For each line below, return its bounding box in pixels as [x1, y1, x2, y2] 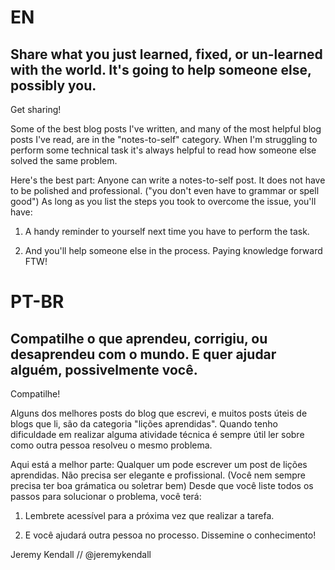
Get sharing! [10, 104, 62, 115]
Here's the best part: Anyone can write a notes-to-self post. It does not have [10, 174, 326, 186]
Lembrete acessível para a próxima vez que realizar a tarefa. [24, 510, 275, 521]
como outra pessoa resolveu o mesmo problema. [10, 439, 213, 451]
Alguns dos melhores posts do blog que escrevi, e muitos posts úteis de [10, 407, 308, 419]
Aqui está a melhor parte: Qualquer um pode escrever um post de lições [10, 459, 308, 470]
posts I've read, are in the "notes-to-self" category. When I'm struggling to [10, 134, 318, 145]
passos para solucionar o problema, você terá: [10, 491, 202, 502]
